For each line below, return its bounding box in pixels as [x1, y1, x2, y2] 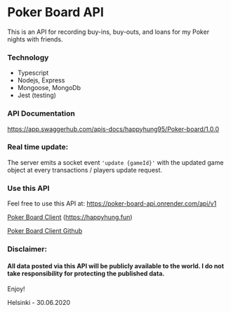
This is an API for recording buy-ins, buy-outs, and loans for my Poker [7, 27, 209, 36]
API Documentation [7, 108, 76, 118]
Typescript [17, 68, 49, 77]
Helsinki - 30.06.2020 [7, 299, 71, 307]
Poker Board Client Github [7, 227, 83, 235]
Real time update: [7, 142, 69, 152]
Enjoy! [7, 285, 26, 293]
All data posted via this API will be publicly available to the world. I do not [7, 261, 225, 270]
